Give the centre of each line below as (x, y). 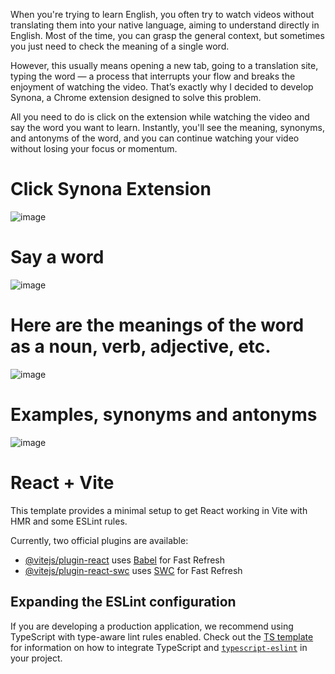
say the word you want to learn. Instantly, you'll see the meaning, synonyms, (168, 127)
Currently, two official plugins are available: (99, 540)
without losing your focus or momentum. (94, 148)
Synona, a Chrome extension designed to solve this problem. (136, 97)
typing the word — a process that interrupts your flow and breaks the (153, 76)
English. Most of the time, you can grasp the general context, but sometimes (167, 35)
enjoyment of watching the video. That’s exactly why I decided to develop (162, 87)
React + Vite (62, 482)
